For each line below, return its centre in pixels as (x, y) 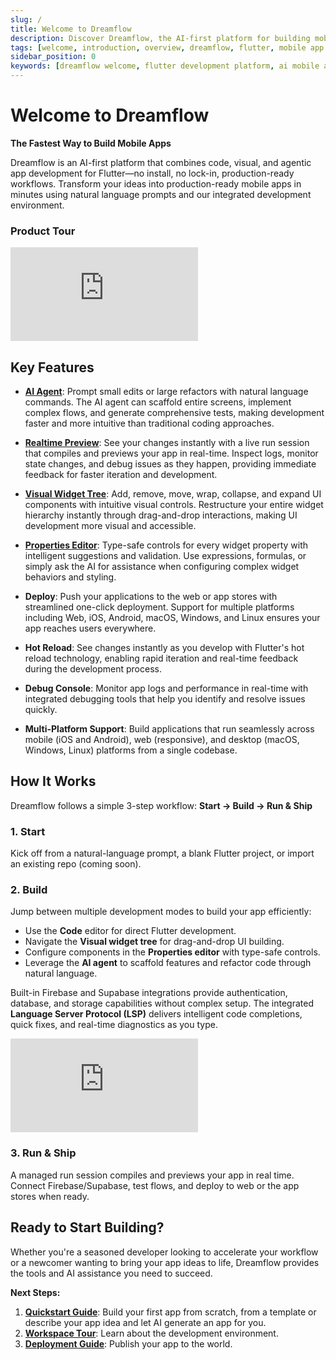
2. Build (29, 890)
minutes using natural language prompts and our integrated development (161, 194)
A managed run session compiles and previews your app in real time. (152, 1175)
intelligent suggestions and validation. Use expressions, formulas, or (165, 556)
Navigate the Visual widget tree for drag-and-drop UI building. (154, 942)
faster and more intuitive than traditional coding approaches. (149, 423)
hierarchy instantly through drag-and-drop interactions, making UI (161, 515)
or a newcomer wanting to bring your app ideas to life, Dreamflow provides (165, 1262)
